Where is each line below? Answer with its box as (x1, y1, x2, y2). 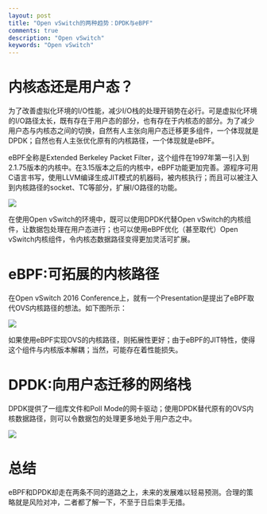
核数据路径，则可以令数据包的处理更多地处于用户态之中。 (8, 414, 196, 423)
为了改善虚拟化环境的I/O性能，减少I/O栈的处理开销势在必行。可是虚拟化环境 (8, 106, 258, 116)
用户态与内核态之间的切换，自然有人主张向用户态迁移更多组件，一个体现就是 (8, 126, 259, 135)
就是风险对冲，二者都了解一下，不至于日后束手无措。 (14, 497, 189, 507)
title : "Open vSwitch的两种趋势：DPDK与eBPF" (8, 19, 153, 27)
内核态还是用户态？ (8, 78, 134, 96)
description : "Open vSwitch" (8, 33, 105, 42)
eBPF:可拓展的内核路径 (8, 265, 160, 284)
